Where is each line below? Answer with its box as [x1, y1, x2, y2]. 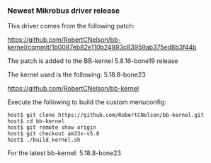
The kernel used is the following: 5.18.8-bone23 [7, 70, 147, 79]
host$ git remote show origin [7, 124, 97, 131]
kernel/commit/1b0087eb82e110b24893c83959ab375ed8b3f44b [7, 43, 197, 52]
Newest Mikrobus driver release [7, 6, 120, 16]
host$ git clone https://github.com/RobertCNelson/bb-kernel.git [7, 112, 204, 119]
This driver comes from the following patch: [7, 22, 135, 30]
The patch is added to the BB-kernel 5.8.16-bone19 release [7, 57, 178, 65]
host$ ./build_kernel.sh [7, 137, 81, 144]
